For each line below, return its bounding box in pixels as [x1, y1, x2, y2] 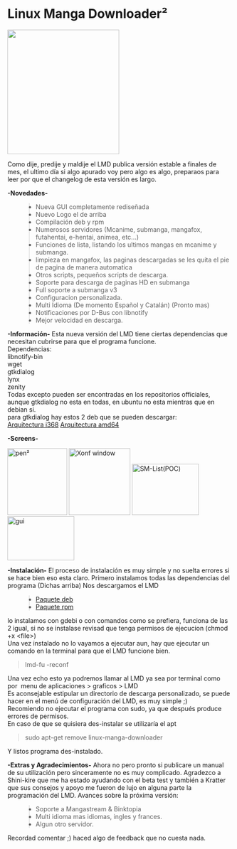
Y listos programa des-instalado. [7, 747, 103, 755]
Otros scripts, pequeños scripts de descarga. [35, 270, 169, 279]
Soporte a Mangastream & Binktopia [35, 804, 142, 813]
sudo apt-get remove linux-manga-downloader [24, 733, 163, 742]
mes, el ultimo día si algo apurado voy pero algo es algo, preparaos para [7, 167, 219, 176]
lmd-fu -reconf [24, 660, 69, 668]
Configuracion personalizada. [35, 293, 122, 301]
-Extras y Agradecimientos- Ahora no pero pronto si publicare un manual [7, 760, 224, 769]
